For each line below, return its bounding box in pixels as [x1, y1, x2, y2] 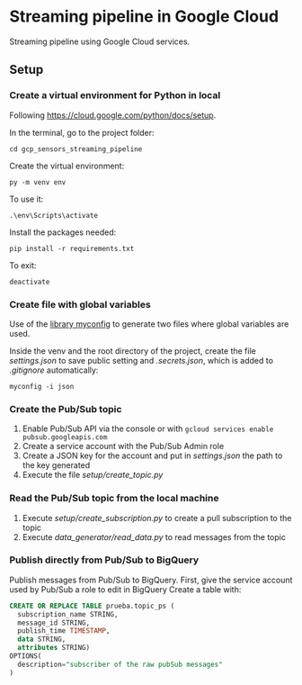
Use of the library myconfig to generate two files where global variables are [9, 318, 289, 329]
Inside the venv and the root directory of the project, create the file [9, 345, 256, 356]
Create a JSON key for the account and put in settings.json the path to [22, 450, 283, 461]
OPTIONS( [9, 652, 42, 661]
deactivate [9, 277, 50, 286]
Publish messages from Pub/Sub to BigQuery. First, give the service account [9, 574, 293, 585]
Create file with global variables [9, 298, 151, 311]
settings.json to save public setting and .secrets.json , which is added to [9, 355, 274, 365]
